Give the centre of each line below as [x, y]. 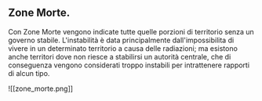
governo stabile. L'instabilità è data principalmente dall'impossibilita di [121, 40]
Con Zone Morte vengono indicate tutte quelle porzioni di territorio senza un [131, 31]
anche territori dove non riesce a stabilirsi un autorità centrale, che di [120, 56]
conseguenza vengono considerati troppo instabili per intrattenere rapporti [129, 65]
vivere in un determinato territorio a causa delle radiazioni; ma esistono [123, 48]
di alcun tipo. [29, 73]
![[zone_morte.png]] [40, 88]
